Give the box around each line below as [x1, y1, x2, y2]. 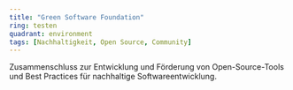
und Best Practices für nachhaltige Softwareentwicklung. [9, 71, 217, 82]
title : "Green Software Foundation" [9, 12, 144, 22]
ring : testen [9, 21, 58, 30]
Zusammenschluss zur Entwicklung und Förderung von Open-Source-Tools [9, 62, 285, 72]
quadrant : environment [9, 29, 93, 38]
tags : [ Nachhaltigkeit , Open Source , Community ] [9, 37, 192, 47]
